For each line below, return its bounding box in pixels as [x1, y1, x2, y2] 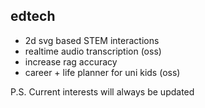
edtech [10, 8, 56, 25]
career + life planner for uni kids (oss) [24, 66, 181, 78]
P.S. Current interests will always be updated [10, 85, 195, 98]
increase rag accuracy [24, 55, 118, 68]
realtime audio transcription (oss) [24, 45, 162, 57]
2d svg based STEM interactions [24, 34, 160, 46]
